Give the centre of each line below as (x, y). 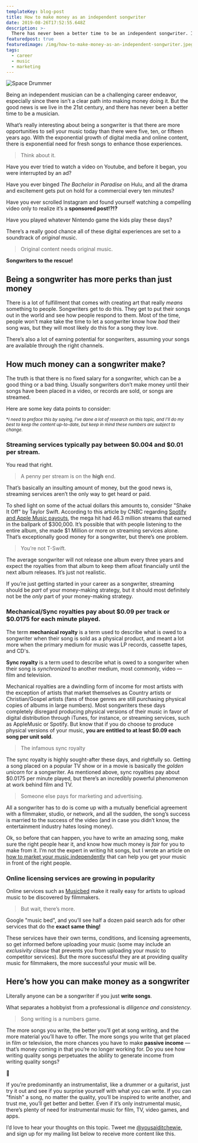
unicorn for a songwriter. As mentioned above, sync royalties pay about (93, 772)
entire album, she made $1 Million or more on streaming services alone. (93, 531)
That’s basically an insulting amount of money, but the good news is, (89, 488)
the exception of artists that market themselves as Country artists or (89, 693)
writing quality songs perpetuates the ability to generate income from (90, 1055)
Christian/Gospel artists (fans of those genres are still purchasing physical (96, 699)
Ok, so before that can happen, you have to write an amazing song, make (95, 837)
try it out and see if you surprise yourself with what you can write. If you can (99, 1090)
